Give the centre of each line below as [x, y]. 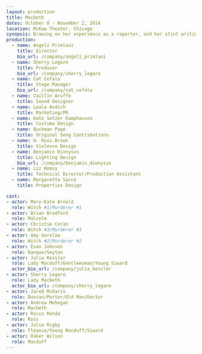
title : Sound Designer [45, 101]
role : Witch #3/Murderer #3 [47, 230]
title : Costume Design [45, 124]
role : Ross [25, 320]
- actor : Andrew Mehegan [37, 303]
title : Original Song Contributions [63, 135]
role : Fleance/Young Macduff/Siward [57, 331]
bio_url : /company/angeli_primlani [62, 57]
